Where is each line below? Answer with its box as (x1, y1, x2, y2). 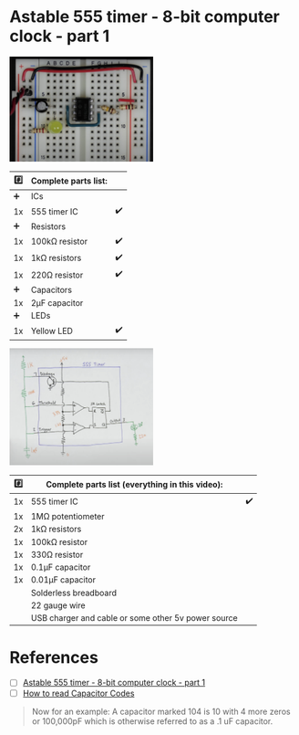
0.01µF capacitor (30, 574, 97, 585)
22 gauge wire (30, 600, 86, 611)
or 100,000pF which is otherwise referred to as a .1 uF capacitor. (31, 715, 273, 727)
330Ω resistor (30, 549, 84, 560)
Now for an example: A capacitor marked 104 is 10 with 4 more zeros (31, 706, 291, 717)
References (9, 646, 98, 667)
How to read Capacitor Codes (22, 688, 135, 698)
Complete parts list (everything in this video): (45, 479, 223, 489)
